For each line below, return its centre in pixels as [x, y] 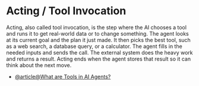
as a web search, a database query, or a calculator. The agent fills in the [94, 46]
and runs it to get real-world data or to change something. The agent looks [97, 33]
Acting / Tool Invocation [66, 11]
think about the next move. [39, 65]
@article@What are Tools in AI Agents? [63, 77]
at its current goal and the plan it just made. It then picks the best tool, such [99, 40]
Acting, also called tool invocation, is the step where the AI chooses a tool [97, 27]
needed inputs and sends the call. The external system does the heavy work [99, 52]
